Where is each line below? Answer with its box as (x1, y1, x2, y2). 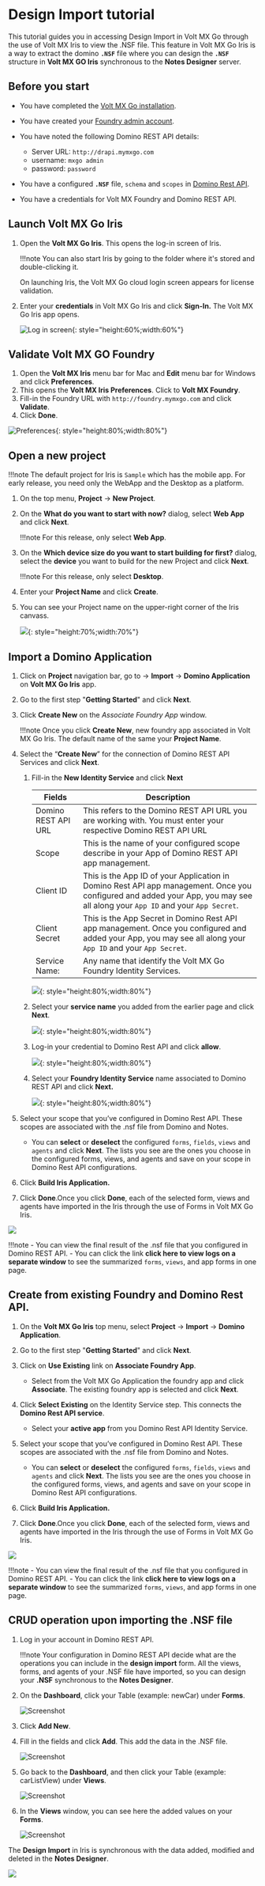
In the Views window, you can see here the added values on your (19, 1806, 233, 1816)
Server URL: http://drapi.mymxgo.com (31, 146, 155, 156)
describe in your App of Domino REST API (82, 848, 238, 858)
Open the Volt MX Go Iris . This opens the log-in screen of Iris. (19, 238, 222, 248)
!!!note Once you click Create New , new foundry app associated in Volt (19, 725, 251, 735)
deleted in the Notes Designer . (8, 1854, 109, 1863)
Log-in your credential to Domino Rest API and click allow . (31, 1042, 222, 1051)
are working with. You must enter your (82, 815, 224, 826)
